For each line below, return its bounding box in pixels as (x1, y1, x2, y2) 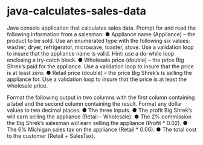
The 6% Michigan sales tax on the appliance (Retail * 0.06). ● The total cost (7, 126, 197, 133)
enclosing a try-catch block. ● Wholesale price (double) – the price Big (7, 56, 184, 63)
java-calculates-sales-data (7, 4, 147, 18)
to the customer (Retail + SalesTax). (7, 132, 95, 140)
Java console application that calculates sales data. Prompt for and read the (7, 24, 196, 31)
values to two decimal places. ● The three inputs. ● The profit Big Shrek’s (7, 106, 192, 114)
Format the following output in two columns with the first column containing (7, 94, 195, 101)
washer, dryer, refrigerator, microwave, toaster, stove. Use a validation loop (7, 43, 194, 51)
